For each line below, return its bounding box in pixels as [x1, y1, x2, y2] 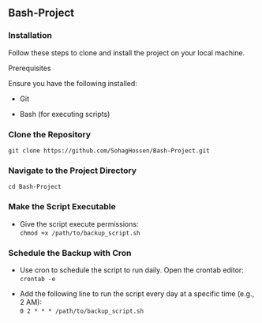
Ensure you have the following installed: [8, 78, 138, 88]
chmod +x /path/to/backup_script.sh [19, 229, 140, 237]
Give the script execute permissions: [19, 219, 139, 228]
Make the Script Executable [8, 201, 116, 212]
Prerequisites [8, 63, 51, 73]
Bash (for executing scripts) [19, 109, 110, 118]
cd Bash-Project [8, 183, 62, 191]
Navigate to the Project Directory [8, 165, 137, 176]
